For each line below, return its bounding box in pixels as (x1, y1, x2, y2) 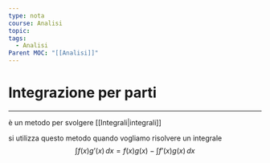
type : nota (8, 11, 45, 20)
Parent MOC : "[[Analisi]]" (8, 49, 99, 57)
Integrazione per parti (8, 84, 157, 102)
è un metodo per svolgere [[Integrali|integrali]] (8, 117, 162, 127)
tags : (8, 34, 27, 43)
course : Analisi (8, 19, 63, 27)
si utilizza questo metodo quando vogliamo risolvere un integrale (8, 133, 223, 143)
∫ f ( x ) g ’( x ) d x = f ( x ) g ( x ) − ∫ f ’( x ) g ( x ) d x (75, 145, 195, 155)
